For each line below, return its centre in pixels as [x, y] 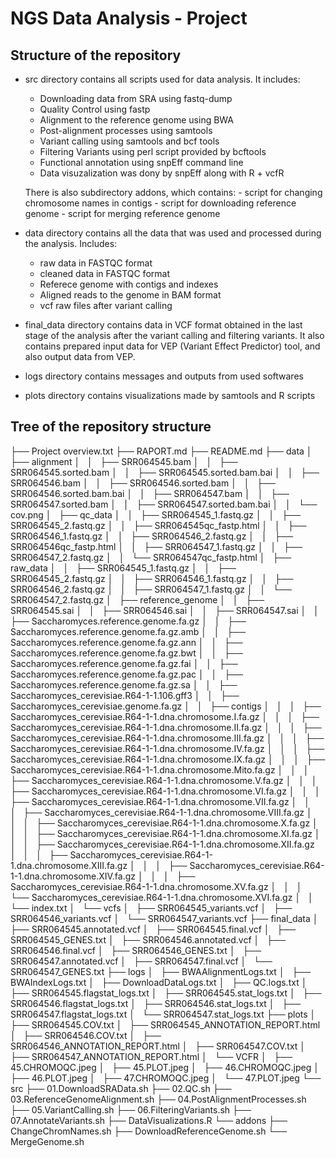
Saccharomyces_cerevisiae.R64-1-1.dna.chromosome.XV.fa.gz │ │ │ [156, 886]
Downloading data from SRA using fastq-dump [136, 98]
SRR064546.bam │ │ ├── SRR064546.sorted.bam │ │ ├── [143, 483]
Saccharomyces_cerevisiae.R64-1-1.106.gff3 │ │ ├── [125, 695]
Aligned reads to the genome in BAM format [130, 295]
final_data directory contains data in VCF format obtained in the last [163, 325]
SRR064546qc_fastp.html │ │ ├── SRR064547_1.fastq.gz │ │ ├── [156, 546]
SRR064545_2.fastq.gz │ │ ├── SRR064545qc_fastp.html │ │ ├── [158, 525]
